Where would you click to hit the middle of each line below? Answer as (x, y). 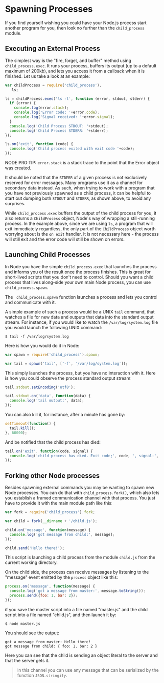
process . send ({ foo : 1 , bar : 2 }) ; (44, 596)
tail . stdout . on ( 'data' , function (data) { (48, 396)
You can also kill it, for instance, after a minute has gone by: (65, 415)
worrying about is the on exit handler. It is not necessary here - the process (82, 234)
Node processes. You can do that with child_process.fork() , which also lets (82, 493)
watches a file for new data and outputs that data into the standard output (80, 317)
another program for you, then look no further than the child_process (75, 28)
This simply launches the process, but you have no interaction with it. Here (80, 373)
